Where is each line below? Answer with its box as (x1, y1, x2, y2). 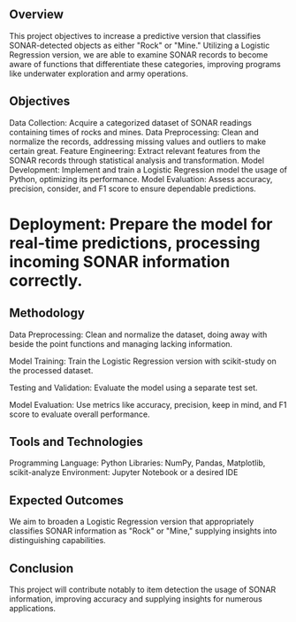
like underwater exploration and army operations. (9, 68, 188, 79)
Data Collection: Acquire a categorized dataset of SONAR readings (9, 117, 252, 127)
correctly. (9, 270, 83, 290)
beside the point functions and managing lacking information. (9, 338, 232, 349)
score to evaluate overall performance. (9, 409, 150, 419)
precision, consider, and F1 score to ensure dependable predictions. (9, 183, 256, 194)
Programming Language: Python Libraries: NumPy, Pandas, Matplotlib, (9, 457, 266, 468)
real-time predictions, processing (9, 233, 261, 253)
